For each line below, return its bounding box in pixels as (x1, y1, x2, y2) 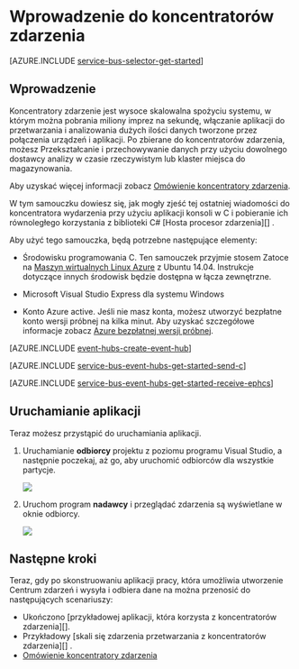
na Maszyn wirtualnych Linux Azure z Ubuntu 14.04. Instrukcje (22, 261, 254, 272)
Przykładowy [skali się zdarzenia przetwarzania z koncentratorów (22, 631, 267, 642)
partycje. (22, 464, 56, 475)
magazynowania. (9, 162, 73, 173)
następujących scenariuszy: (9, 594, 113, 605)
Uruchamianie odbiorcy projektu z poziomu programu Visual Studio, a (22, 444, 283, 456)
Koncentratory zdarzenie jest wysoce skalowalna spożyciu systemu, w (9, 105, 272, 116)
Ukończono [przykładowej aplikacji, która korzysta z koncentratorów (22, 611, 277, 623)
